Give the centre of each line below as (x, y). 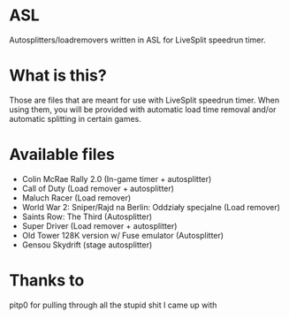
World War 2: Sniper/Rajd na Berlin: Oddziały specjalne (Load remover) (151, 207)
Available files (62, 155)
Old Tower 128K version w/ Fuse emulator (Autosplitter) (122, 235)
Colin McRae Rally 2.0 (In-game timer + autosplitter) (117, 178)
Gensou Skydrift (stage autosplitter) (87, 245)
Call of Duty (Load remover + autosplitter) (98, 188)
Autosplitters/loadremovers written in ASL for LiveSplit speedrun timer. (138, 40)
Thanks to (47, 280)
